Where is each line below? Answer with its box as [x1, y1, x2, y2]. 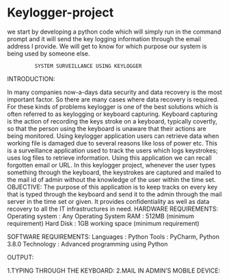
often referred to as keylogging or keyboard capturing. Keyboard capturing [7, 110, 218, 118]
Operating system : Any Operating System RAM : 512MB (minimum [7, 211, 195, 220]
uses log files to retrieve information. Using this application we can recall [7, 153, 212, 162]
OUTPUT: [7, 253, 34, 261]
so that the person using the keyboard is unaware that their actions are [7, 124, 206, 132]
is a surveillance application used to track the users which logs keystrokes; [7, 146, 218, 154]
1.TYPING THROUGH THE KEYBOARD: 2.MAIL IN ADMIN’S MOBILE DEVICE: [7, 266, 221, 275]
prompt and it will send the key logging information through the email [7, 34, 202, 43]
